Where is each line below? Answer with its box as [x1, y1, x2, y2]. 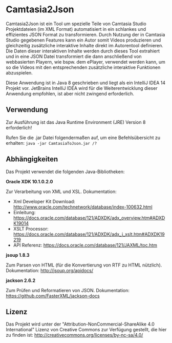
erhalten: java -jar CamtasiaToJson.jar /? [6, 140, 97, 146]
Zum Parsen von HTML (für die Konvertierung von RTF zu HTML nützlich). [6, 262, 162, 268]
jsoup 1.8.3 [6, 252, 30, 258]
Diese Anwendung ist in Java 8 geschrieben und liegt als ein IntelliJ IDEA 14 [6, 80, 166, 86]
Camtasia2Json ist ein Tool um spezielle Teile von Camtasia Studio [6, 21, 146, 27]
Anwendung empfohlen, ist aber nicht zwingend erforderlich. [6, 90, 135, 97]
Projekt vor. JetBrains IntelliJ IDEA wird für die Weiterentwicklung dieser [6, 85, 158, 91]
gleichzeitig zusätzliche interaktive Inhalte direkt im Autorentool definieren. [6, 42, 163, 48]
